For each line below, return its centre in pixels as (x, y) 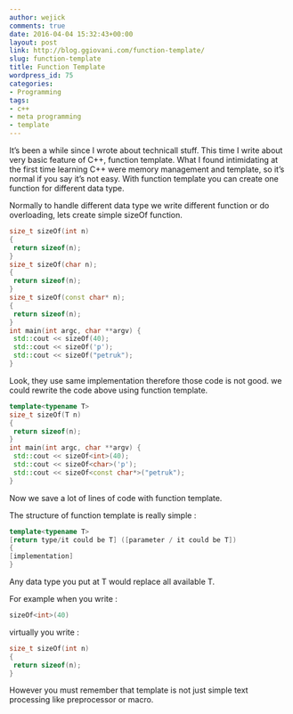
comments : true (37, 26)
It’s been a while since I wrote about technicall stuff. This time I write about (146, 150)
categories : (31, 84)
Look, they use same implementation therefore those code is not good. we (146, 380)
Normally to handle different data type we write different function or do (139, 205)
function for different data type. (67, 188)
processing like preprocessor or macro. (81, 700)
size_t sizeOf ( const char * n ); (67, 297)
